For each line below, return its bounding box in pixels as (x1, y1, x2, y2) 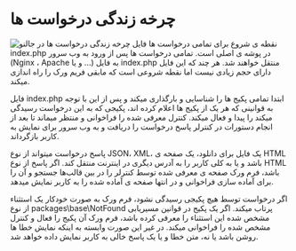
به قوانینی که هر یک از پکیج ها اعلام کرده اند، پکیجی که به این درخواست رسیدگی (10, 102, 274, 113)
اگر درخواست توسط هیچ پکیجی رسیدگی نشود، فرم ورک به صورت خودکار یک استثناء (10, 193, 288, 204)
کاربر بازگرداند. (10, 130, 60, 141)
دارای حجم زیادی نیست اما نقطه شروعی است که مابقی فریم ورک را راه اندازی (10, 67, 272, 77)
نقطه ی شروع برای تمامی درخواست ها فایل (132, 38, 278, 49)
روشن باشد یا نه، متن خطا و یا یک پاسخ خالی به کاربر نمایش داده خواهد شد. (10, 231, 259, 241)
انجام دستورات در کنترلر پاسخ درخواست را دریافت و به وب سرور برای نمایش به (10, 121, 274, 132)
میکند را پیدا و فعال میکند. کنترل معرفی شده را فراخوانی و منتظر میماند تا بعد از (10, 112, 273, 122)
